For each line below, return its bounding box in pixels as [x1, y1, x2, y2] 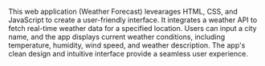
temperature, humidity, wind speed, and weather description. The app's [8, 41, 246, 50]
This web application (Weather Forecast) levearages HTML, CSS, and [8, 7, 238, 16]
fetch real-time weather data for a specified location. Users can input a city [8, 24, 257, 33]
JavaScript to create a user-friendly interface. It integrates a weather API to [8, 15, 258, 25]
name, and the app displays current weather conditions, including [8, 32, 226, 41]
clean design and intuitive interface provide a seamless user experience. [8, 49, 249, 58]
